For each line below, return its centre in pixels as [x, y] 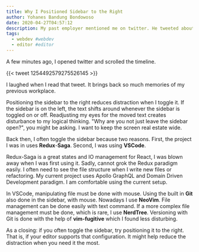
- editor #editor [33, 45]
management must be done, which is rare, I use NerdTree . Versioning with [97, 212]
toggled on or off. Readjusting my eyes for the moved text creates [86, 115]
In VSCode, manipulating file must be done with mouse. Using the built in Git [99, 193]
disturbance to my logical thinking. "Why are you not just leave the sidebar [97, 121]
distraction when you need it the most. [53, 243]
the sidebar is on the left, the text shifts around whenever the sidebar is [93, 109]
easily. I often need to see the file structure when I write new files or [89, 169]
